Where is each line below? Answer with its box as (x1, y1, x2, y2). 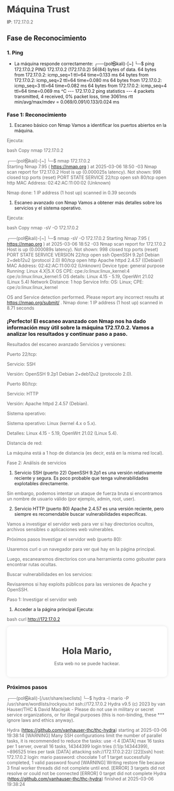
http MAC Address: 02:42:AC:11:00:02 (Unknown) (7, 180, 111, 186)
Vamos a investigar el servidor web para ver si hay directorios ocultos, (7, 521, 154, 527)
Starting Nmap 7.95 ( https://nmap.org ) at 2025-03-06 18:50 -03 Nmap (7, 164, 157, 170)
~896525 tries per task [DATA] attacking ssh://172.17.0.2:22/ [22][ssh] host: (7, 749, 165, 755)
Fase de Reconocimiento (7, 34, 87, 42)
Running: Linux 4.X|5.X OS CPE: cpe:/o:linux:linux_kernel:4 (7, 268, 130, 274)
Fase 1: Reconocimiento (7, 111, 67, 118)
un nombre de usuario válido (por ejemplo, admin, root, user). (7, 496, 136, 502)
